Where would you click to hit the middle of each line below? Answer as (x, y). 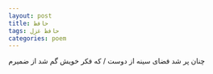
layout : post (30, 16)
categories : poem (38, 38)
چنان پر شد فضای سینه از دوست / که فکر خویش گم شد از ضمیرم (107, 61)
